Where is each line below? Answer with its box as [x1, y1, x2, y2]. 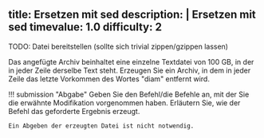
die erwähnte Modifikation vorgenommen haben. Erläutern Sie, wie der [8, 97, 241, 108]
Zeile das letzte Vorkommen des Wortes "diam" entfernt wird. [8, 73, 210, 84]
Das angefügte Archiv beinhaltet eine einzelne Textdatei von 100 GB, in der [8, 57, 254, 66]
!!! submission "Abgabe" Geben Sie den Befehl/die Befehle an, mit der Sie [8, 89, 250, 99]
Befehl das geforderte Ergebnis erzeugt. [8, 106, 140, 116]
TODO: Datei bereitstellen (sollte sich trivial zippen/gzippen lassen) [8, 41, 229, 51]
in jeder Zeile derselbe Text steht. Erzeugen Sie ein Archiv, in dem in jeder [8, 65, 251, 75]
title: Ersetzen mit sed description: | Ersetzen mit [8, 8, 257, 22]
